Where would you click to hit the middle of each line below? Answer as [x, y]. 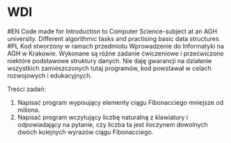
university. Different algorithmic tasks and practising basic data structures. [114, 38]
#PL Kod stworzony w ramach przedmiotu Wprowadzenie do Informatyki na [116, 46]
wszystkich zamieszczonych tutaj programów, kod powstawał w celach [109, 68]
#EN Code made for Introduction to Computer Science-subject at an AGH [112, 31]
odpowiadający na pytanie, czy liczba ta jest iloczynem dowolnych [113, 124]
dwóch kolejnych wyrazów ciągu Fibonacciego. [85, 132]
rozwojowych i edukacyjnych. [50, 75]
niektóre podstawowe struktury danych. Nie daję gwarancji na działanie [110, 60]
